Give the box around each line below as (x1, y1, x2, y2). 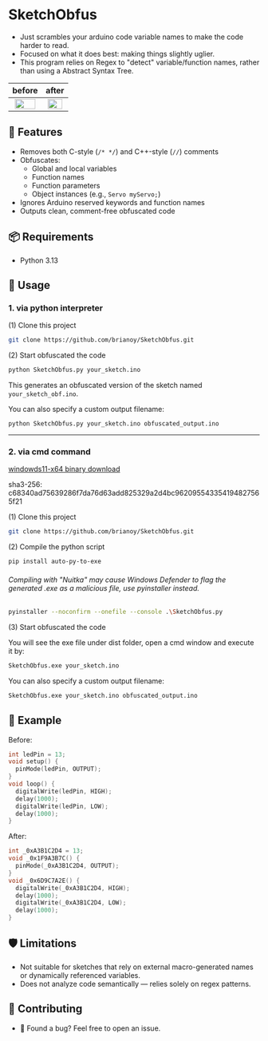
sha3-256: (8, 480, 42, 489)
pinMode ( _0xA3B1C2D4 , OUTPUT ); (15, 862, 120, 870)
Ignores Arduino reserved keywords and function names (19, 197, 205, 207)
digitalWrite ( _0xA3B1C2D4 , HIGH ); (15, 884, 130, 892)
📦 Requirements (8, 230, 94, 244)
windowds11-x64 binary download (8, 465, 121, 474)
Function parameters (31, 180, 100, 190)
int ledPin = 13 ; (8, 750, 66, 758)
